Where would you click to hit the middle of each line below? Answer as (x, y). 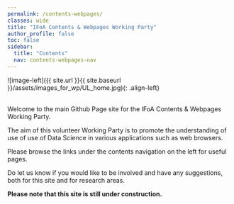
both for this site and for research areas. (66, 180)
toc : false (23, 40)
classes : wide (28, 21)
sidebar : (20, 47)
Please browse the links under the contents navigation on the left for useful (117, 151)
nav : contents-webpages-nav (55, 60)
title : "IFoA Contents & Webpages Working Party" (82, 27)
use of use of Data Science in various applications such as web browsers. (115, 137)
